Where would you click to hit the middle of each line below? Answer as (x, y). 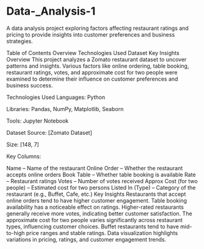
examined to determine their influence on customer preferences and (92, 79)
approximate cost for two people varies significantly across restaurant (95, 220)
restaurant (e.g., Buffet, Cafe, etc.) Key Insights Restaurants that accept (96, 194)
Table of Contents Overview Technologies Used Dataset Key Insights (93, 52)
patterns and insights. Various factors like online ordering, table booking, (98, 66)
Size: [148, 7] (23, 144)
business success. (30, 85)
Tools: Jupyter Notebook (38, 121)
